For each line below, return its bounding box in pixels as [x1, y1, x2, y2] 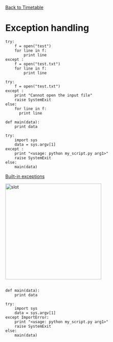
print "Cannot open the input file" [14, 93, 93, 98]
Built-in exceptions [5, 173, 45, 179]
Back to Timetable [5, 5, 43, 10]
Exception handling [5, 22, 89, 34]
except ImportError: [5, 314, 50, 320]
